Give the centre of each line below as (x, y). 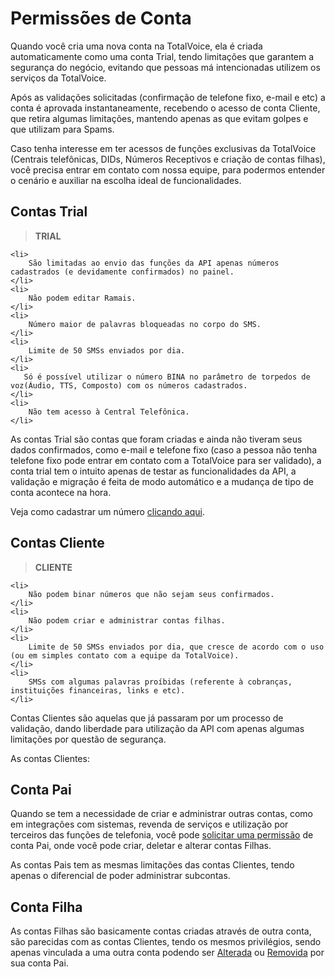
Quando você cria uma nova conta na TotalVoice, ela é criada (136, 46)
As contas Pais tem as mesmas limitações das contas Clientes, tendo (152, 865)
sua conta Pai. (39, 963)
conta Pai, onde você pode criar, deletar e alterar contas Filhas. (141, 846)
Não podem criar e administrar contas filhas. (127, 620)
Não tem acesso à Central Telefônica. (109, 412)
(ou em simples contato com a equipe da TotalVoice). (125, 655)
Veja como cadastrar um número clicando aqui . (107, 511)
